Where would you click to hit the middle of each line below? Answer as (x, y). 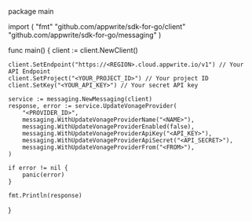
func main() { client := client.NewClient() (73, 50)
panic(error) (44, 175)
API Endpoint (29, 72)
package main (31, 11)
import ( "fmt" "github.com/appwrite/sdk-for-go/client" (97, 26)
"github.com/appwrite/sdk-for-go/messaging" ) (85, 35)
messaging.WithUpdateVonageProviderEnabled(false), (108, 127)
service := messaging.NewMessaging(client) (80, 99)
